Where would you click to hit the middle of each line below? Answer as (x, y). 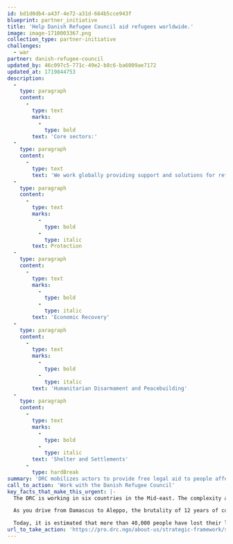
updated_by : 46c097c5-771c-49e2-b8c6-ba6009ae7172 (82, 65)
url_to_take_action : (37, 530)
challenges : (24, 46)
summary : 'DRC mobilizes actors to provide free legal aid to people (110, 479)
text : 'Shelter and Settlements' (80, 459)
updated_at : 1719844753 (42, 72)
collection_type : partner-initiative (62, 40)
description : (26, 78)
